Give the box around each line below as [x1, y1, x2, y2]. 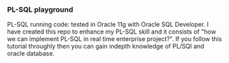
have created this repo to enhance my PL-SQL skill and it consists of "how [7, 27, 217, 36]
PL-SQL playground [7, 5, 73, 14]
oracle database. [7, 49, 55, 58]
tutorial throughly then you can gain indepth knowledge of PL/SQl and [7, 42, 204, 51]
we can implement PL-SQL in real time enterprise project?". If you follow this [7, 35, 222, 43]
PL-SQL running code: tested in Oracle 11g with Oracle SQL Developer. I [7, 21, 209, 29]
